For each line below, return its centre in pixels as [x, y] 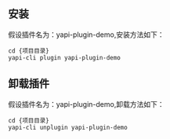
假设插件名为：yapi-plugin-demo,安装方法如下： [86, 35]
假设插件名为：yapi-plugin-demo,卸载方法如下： [86, 104]
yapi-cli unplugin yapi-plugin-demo [68, 127]
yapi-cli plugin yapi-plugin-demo [65, 57]
